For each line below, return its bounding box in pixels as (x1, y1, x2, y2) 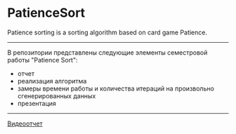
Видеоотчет (7, 119, 44, 128)
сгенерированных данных (17, 91, 96, 100)
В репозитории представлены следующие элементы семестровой (7, 48, 208, 57)
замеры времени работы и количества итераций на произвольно (17, 84, 214, 93)
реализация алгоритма (17, 76, 87, 85)
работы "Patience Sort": (7, 55, 79, 64)
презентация (17, 99, 56, 107)
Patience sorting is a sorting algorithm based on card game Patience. (7, 28, 207, 36)
